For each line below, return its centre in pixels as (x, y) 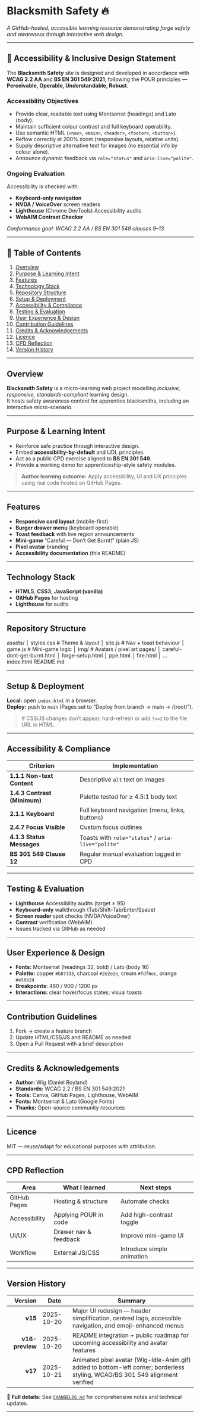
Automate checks (145, 1201)
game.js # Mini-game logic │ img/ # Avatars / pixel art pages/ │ (84, 649)
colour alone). (32, 152)
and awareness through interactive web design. (65, 34)
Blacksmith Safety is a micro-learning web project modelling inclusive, (93, 388)
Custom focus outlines (111, 827)
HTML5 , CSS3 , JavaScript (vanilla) (59, 591)
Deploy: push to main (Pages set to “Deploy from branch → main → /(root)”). (100, 707)
